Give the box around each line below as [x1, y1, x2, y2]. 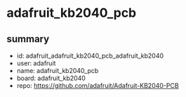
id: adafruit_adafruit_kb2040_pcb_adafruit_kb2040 [16, 51, 164, 60]
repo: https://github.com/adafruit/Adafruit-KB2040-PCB [16, 82, 180, 89]
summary [6, 33, 50, 45]
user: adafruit [16, 59, 56, 67]
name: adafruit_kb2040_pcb [16, 67, 99, 75]
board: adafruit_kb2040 [16, 74, 86, 82]
